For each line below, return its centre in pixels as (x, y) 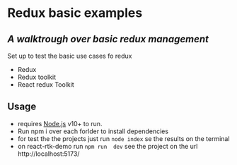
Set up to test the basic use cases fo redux (70, 56)
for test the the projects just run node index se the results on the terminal (123, 138)
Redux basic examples (75, 13)
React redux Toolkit (46, 85)
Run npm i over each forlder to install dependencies (93, 131)
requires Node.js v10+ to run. (60, 123)
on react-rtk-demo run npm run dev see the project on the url (108, 146)
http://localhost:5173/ (48, 154)
